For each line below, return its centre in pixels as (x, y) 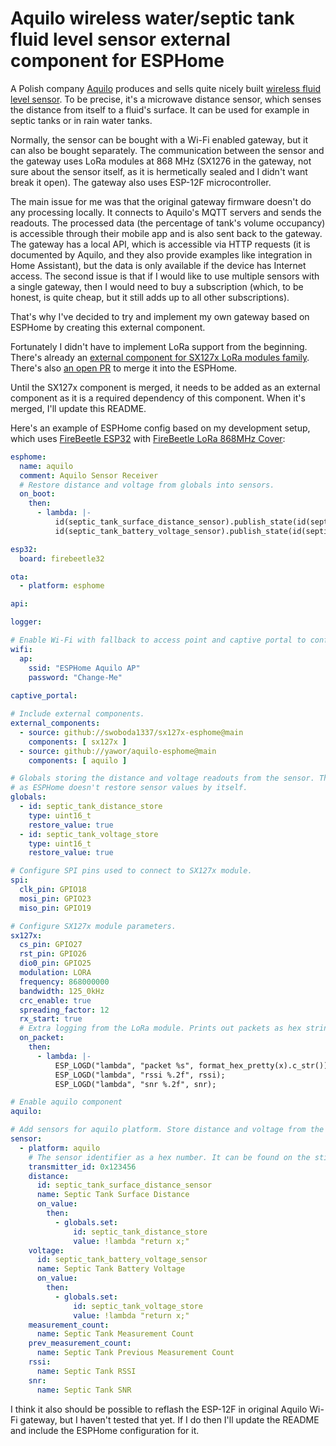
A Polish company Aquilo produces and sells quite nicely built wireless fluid (165, 88)
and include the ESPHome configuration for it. (105, 1430)
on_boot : (37, 494)
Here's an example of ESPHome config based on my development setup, (160, 428)
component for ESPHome (117, 61)
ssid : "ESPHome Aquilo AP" (84, 668)
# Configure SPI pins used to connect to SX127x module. (131, 871)
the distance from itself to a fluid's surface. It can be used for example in (160, 109)
